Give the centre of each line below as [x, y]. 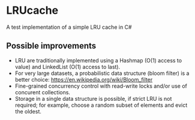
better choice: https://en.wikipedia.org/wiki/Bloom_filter [84, 79]
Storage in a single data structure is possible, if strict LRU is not [93, 98]
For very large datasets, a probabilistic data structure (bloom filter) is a [102, 73]
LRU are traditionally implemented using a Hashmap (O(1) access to [98, 60]
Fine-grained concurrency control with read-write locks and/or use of [101, 86]
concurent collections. [43, 92]
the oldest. [28, 111]
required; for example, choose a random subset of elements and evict [101, 105]
